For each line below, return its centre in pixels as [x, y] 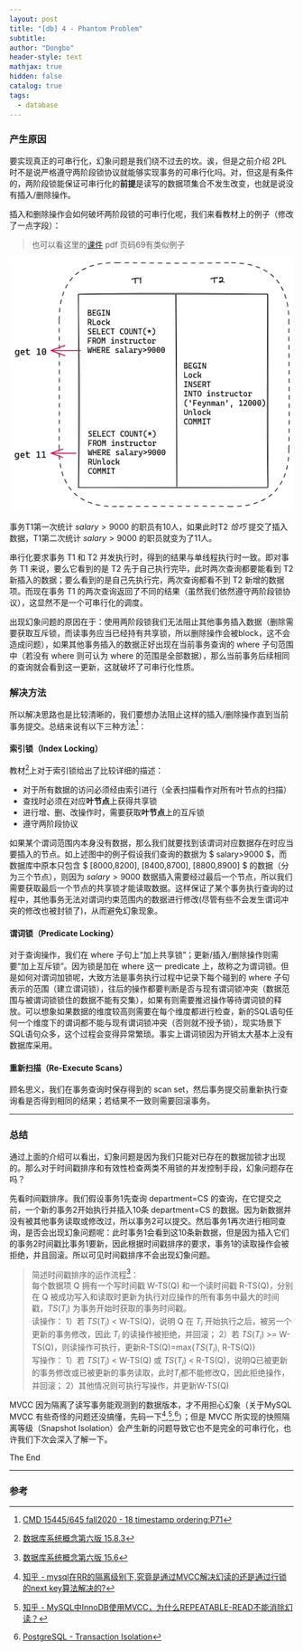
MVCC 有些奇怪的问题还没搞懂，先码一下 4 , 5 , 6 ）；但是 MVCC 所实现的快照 [146, 1416]
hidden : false [36, 77]
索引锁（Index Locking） [56, 748]
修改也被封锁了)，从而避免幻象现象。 [94, 911]
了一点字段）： [35, 225]
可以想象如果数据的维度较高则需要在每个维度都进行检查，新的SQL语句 [155, 1011]
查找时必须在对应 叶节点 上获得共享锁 [90, 802]
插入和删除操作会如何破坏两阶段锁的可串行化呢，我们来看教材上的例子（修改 [151, 213]
